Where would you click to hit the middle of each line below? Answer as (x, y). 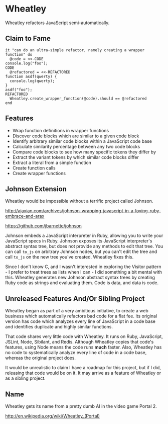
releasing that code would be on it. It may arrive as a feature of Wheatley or (83, 373)
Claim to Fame (28, 38)
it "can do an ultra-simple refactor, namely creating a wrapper (75, 50)
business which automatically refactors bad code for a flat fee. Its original (81, 316)
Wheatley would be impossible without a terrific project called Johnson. (79, 201)
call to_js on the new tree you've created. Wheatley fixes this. (69, 257)
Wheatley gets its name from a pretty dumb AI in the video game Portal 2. (81, 406)
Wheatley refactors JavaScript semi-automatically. (57, 23)
